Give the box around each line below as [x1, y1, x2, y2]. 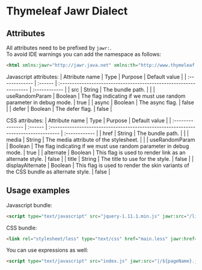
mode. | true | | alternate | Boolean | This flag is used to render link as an [6, 149, 186, 156]
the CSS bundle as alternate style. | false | [6, 168, 111, 175]
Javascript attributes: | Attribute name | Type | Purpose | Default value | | [6, 73, 186, 80]
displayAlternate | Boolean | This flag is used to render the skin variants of [6, 162, 189, 169]
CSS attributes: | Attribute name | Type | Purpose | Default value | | [6, 116, 171, 124]
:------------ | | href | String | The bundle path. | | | [64, 130, 189, 137]
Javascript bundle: [6, 201, 52, 209]
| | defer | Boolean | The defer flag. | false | [6, 105, 112, 112]
